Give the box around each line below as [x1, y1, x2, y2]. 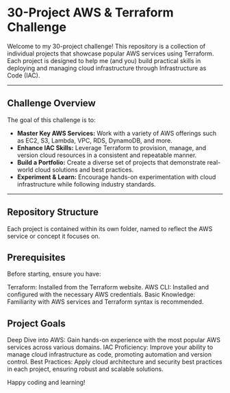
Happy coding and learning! [7, 379, 86, 387]
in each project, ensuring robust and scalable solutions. [7, 365, 164, 373]
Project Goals [7, 318, 66, 329]
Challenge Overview [7, 97, 96, 109]
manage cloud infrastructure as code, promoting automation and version [7, 350, 212, 359]
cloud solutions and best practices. [34, 165, 134, 174]
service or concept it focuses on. [7, 232, 101, 240]
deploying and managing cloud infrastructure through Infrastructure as [7, 64, 207, 72]
